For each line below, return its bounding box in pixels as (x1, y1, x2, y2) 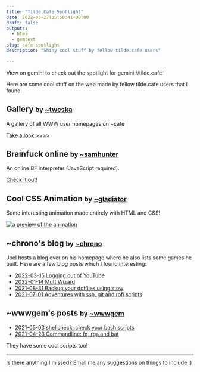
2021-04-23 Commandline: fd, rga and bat (14, 330, 119, 337)
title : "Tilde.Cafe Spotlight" (6, 8, 84, 15)
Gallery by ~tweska (6, 104, 73, 114)
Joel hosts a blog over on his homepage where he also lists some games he (6, 254, 192, 261)
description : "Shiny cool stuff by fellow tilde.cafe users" (6, 48, 161, 54)
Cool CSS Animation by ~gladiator (6, 193, 127, 203)
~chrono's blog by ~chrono (6, 238, 102, 248)
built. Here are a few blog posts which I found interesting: (6, 261, 147, 267)
